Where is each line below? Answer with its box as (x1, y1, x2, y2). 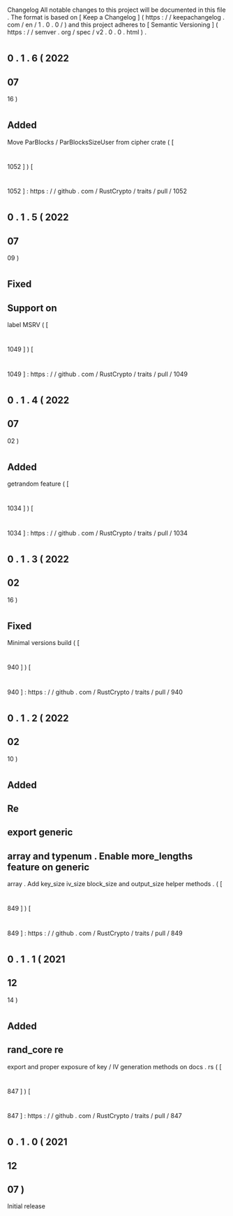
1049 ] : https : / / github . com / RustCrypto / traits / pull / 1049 (7, 370, 188, 378)
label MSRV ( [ (7, 321, 49, 329)
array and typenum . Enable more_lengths (7, 850, 193, 862)
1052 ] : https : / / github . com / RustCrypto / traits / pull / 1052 (7, 187, 187, 196)
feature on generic (7, 861, 90, 873)
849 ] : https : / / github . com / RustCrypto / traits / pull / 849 (7, 929, 183, 937)
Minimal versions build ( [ (7, 639, 80, 647)
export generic (7, 827, 73, 839)
